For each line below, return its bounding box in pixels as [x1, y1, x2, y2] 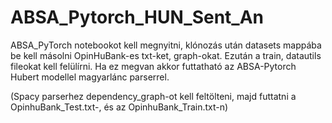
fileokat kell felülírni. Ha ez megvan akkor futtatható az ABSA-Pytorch [10, 60, 297, 72]
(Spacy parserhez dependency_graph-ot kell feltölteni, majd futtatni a [10, 90, 297, 102]
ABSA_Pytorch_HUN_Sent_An [10, 6, 265, 29]
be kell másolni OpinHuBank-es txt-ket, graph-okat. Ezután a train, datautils [10, 49, 322, 61]
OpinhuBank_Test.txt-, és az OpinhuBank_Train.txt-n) [10, 101, 229, 113]
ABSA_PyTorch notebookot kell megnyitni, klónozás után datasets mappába [10, 39, 322, 51]
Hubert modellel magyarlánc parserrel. [10, 71, 170, 83]
